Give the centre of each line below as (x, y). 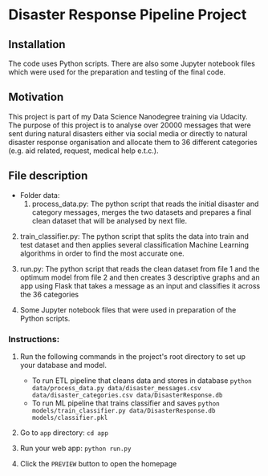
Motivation (36, 97)
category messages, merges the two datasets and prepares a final (142, 212)
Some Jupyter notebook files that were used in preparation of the (128, 309)
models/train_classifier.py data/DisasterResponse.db (124, 410)
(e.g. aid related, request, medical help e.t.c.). (83, 151)
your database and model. (63, 365)
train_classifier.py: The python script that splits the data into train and (134, 236)
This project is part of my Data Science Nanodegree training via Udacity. (128, 116)
